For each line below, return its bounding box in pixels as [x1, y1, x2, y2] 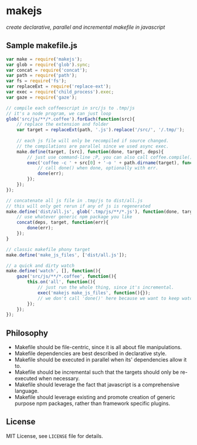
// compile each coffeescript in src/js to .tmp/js [6, 105, 135, 111]
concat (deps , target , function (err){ [16, 219, 109, 226]
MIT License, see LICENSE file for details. [6, 432, 104, 439]
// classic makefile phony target [6, 246, 91, 252]
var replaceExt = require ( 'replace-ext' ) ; [6, 83, 111, 89]
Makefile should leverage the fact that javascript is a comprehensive [14, 381, 180, 389]
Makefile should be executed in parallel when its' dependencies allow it [14, 356, 187, 363]
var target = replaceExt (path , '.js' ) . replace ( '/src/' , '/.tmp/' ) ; [16, 127, 185, 133]
